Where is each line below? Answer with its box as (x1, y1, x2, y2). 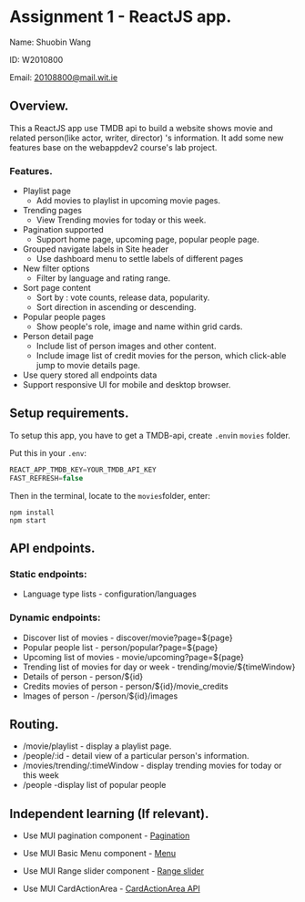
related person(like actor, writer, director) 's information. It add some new (9, 132, 284, 143)
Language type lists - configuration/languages (22, 588, 198, 599)
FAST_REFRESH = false (9, 473, 84, 482)
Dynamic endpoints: (9, 611, 101, 624)
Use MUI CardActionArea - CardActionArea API (22, 883, 200, 895)
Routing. (9, 716, 59, 731)
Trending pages (22, 205, 82, 216)
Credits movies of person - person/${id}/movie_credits (22, 680, 229, 691)
